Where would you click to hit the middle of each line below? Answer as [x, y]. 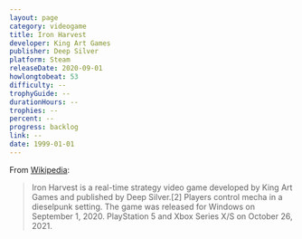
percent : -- [32, 119]
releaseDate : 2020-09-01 [56, 69]
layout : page [34, 18]
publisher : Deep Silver [54, 52]
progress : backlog [44, 128]
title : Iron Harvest [48, 34]
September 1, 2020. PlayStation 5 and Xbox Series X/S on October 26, [162, 216]
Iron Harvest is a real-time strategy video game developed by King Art [162, 187]
